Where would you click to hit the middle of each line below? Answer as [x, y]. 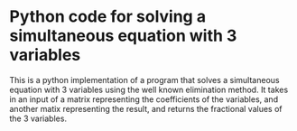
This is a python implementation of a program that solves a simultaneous [144, 80]
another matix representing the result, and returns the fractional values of [146, 108]
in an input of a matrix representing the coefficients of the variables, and [144, 99]
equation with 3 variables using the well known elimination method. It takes [149, 89]
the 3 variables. [38, 118]
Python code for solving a [107, 17]
